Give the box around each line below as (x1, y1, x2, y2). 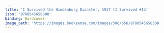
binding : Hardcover (5, 16, 45, 21)
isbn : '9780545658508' (5, 12, 52, 16)
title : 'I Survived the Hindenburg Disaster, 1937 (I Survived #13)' (5, 7, 151, 12)
